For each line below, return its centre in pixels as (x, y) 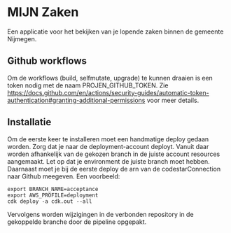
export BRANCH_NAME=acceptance (53, 189)
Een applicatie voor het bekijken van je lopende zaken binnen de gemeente (115, 31)
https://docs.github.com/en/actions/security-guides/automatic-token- (108, 92)
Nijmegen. (22, 38)
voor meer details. (173, 100)
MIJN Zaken (43, 12)
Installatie (29, 122)
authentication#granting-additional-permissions (76, 100)
